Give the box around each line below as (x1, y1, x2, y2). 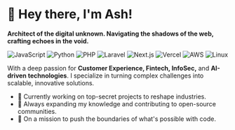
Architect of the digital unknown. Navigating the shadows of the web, (7, 29, 214, 38)
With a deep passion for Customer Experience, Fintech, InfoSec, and (7, 64, 210, 72)
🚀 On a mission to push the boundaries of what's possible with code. (17, 115, 216, 123)
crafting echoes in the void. (7, 36, 89, 45)
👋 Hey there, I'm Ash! (7, 6, 133, 22)
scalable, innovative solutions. (7, 78, 95, 87)
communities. (17, 107, 58, 115)
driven (7, 71, 27, 80)
